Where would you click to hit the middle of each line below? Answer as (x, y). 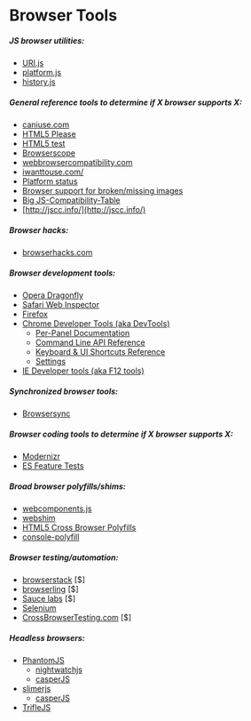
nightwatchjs (59, 669)
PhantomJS (43, 660)
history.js (39, 82)
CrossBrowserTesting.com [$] (77, 617)
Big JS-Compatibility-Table (71, 200)
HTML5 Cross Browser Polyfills (79, 527)
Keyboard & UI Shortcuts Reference (100, 352)
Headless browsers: (47, 637)
